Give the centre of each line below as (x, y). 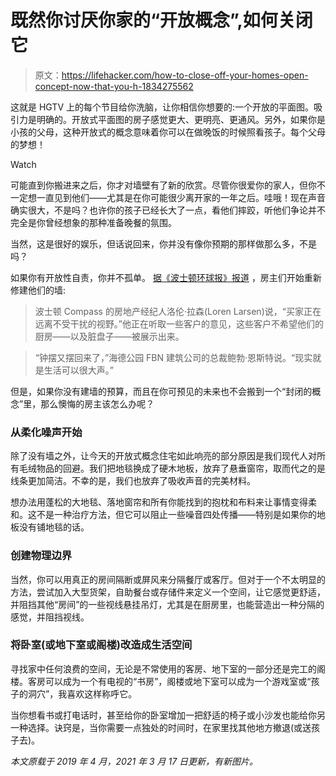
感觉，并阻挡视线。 (50, 617)
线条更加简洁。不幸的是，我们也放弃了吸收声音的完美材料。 (133, 481)
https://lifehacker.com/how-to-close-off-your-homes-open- (185, 75)
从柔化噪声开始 (46, 432)
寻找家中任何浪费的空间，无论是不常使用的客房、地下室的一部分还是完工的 (163, 668)
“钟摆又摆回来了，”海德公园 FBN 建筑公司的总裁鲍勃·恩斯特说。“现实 (173, 357)
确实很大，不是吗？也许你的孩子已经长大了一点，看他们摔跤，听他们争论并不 (168, 210)
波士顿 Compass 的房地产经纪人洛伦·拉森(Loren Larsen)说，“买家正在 (178, 311)
